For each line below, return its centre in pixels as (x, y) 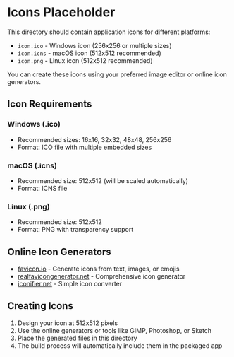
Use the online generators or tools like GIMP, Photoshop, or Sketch (115, 330)
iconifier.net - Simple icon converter (70, 284)
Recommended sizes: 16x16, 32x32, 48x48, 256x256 (94, 139)
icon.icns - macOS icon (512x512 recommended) (90, 53)
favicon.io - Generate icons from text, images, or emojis (98, 269)
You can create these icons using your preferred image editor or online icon (117, 74)
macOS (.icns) (32, 165)
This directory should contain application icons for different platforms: (109, 32)
